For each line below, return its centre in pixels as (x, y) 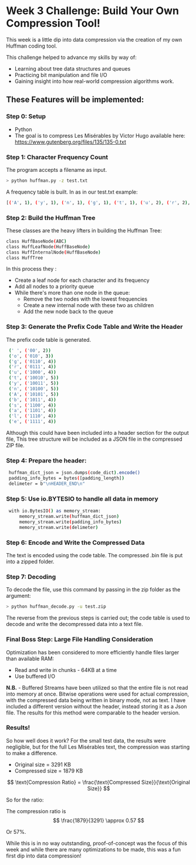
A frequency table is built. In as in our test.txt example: (72, 192)
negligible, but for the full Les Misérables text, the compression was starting (98, 747)
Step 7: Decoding (31, 577)
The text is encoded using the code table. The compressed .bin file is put (94, 555)
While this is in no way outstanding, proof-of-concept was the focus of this (97, 843)
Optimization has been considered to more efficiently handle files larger (93, 652)
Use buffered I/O (35, 676)
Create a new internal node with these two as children (89, 305)
